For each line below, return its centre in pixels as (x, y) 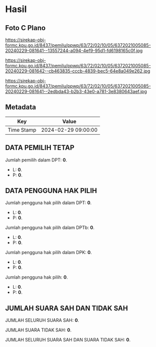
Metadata (21, 107)
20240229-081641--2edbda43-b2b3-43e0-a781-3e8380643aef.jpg (76, 91)
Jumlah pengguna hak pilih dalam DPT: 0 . (49, 203)
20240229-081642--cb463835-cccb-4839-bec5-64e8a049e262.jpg (78, 71)
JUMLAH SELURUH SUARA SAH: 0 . (42, 320)
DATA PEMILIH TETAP (40, 148)
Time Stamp (22, 130)
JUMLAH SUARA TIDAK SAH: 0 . (38, 330)
